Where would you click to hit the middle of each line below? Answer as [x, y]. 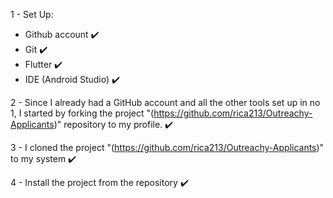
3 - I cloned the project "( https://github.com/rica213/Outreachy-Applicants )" [167, 147]
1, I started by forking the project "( [82, 113]
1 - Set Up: [32, 14]
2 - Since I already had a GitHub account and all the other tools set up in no [165, 102]
